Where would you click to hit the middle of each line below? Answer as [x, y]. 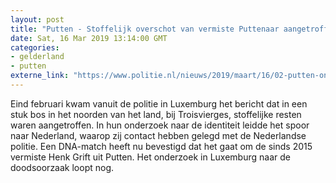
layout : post [37, 19]
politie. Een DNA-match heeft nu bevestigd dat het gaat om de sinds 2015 [161, 146]
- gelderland [37, 57]
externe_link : [40, 76]
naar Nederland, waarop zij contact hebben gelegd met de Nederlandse [158, 135]
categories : [35, 47]
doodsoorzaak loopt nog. [62, 167]
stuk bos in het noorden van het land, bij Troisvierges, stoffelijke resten [156, 114]
